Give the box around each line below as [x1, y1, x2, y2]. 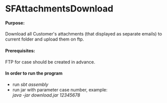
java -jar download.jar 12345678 [12, 92, 80, 98]
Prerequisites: [5, 47, 35, 53]
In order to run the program [5, 70, 62, 76]
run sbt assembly [12, 81, 48, 87]
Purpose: [5, 19, 25, 25]
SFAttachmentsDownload [5, 3, 113, 14]
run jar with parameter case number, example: [12, 86, 107, 92]
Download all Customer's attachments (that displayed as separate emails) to [5, 31, 162, 37]
